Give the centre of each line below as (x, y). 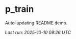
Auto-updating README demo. (36, 23)
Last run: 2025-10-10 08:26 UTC (38, 32)
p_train (20, 9)
